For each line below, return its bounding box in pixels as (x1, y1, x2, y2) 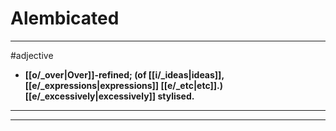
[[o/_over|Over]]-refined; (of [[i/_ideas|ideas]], (24, 68, 225, 81)
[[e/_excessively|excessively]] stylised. (24, 90, 195, 102)
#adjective (10, 49, 54, 61)
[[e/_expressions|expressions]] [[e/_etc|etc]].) (24, 79, 224, 91)
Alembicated (10, 7, 120, 30)
